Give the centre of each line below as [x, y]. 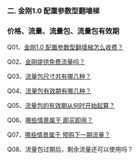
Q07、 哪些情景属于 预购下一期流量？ [59, 135]
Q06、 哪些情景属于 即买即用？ [50, 120]
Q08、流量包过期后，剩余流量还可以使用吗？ [70, 150]
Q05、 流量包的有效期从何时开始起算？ [61, 106]
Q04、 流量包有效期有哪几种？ [49, 91]
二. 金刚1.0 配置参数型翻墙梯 [53, 10]
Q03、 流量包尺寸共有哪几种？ [49, 76]
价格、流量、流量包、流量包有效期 [63, 31]
